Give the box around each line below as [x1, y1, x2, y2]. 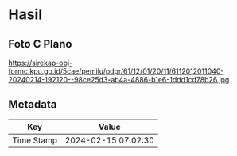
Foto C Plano [8, 37, 72, 51]
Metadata [8, 97, 57, 112]
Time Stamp [12, 135, 58, 146]
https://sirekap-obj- [8, 58, 73, 67]
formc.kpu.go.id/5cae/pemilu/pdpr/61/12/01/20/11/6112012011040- [8, 67, 224, 76]
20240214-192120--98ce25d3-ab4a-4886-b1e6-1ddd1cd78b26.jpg [8, 75, 230, 84]
